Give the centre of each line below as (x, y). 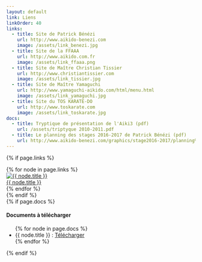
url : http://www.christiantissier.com (66, 73)
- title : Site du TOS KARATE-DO (52, 101)
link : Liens (21, 17)
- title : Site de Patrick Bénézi (54, 34)
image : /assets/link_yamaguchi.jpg (62, 96)
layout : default (26, 12)
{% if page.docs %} (31, 201)
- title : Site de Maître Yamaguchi (56, 85)
